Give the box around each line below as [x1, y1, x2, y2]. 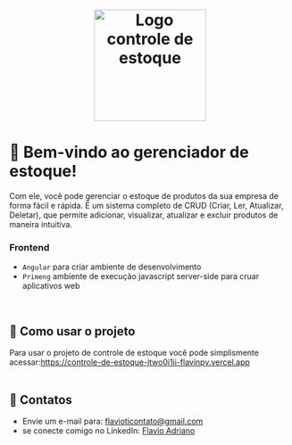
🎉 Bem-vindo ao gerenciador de [9, 143, 249, 162]
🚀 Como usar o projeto [9, 324, 136, 339]
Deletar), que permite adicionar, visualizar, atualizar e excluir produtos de [9, 210, 279, 220]
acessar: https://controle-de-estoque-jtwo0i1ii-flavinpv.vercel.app [9, 357, 250, 367]
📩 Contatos [9, 392, 73, 408]
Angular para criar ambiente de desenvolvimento [21, 261, 202, 272]
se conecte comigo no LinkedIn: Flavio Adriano [21, 425, 196, 436]
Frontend [9, 242, 50, 254]
